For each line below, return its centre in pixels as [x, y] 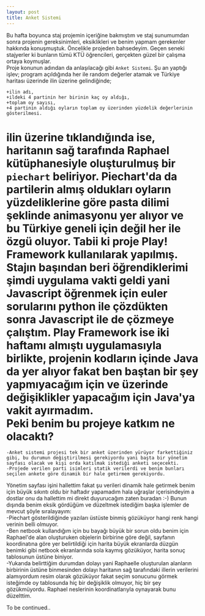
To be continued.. [28, 608]
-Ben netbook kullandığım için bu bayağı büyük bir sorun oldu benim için [98, 531]
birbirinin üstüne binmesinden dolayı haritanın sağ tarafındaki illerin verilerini [102, 570]
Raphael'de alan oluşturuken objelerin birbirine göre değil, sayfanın [91, 537]
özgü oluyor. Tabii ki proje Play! [87, 241]
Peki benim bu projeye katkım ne [91, 423]
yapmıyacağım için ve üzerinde [87, 384]
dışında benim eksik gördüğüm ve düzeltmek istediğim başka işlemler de [98, 505]
